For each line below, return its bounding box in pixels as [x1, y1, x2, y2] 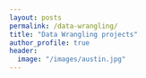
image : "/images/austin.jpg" [17, 55, 126, 64]
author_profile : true [9, 38, 90, 48]
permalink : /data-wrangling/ [9, 22, 118, 30]
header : [9, 47, 39, 56]
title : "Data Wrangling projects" [9, 30, 139, 39]
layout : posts [9, 13, 63, 22]
